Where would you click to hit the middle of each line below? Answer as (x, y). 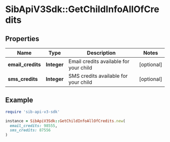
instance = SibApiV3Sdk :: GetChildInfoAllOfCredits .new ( (65, 121)
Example (19, 100)
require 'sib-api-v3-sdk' (32, 112)
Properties (22, 39)
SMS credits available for (98, 76)
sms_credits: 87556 (30, 130)
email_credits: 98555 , (34, 126)
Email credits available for (99, 61)
